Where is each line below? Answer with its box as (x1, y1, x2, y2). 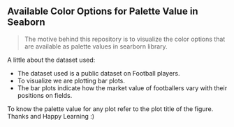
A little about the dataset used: (7, 56, 96, 64)
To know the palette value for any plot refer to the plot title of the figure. (7, 104, 214, 113)
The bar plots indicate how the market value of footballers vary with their (17, 83, 228, 92)
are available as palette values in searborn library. (24, 42, 168, 51)
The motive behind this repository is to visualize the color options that (24, 35, 226, 43)
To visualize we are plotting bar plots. (17, 76, 126, 85)
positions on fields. (17, 91, 73, 99)
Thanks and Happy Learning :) (7, 112, 95, 120)
